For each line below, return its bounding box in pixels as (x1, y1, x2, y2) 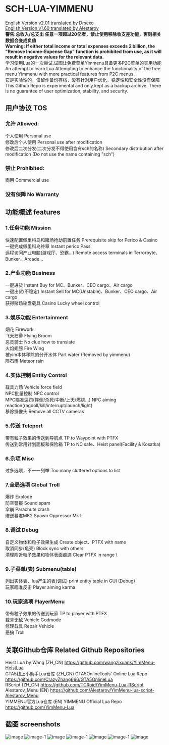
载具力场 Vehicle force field (5, 384, 62, 390)
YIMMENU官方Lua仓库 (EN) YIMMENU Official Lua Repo (5, 699, 122, 705)
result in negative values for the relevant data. (5, 54, 104, 60)
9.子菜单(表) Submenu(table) (5, 565, 77, 572)
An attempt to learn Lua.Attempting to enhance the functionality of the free (5, 65, 160, 71)
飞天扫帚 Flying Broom (5, 333, 52, 339)
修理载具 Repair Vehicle (5, 623, 54, 629)
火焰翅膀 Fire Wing (5, 345, 44, 352)
